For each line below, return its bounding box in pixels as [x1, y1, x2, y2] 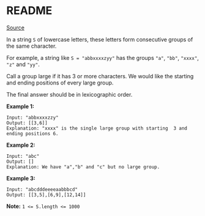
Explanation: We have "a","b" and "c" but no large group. [6, 163, 160, 170]
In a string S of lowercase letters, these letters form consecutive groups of [6, 35, 193, 43]
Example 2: [6, 141, 35, 149]
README [6, 4, 53, 18]
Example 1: [6, 102, 35, 110]
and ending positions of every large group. [6, 79, 114, 86]
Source [6, 24, 24, 31]
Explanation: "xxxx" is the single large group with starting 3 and [6, 125, 188, 132]
